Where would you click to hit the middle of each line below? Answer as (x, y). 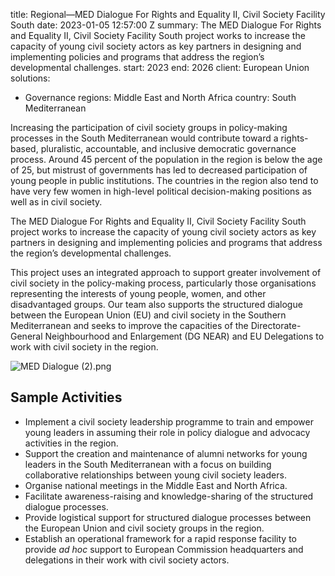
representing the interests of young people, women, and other (138, 293)
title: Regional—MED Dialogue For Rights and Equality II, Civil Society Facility (168, 14)
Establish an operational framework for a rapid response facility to (161, 538)
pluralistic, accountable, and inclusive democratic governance (168, 148)
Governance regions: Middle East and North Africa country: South (160, 97)
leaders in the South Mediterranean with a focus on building (148, 464)
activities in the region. (71, 443)
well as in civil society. (56, 202)
